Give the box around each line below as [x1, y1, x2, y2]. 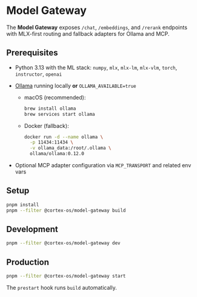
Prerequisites [6, 48, 58, 58]
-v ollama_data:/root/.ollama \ [29, 145, 112, 152]
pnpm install [6, 201, 39, 208]
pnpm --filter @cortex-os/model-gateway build [6, 207, 126, 213]
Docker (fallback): [24, 122, 69, 129]
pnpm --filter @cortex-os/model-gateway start [6, 273, 126, 279]
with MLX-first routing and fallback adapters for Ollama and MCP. [6, 30, 170, 37]
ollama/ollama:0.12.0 [29, 151, 85, 157]
